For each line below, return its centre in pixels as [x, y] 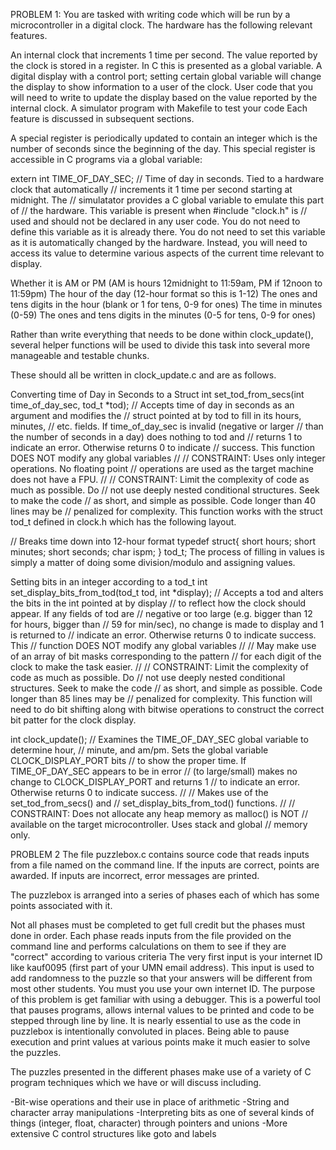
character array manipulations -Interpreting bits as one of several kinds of [162, 1112]
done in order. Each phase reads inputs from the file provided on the [151, 935]
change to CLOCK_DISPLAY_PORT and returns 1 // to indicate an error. [155, 782]
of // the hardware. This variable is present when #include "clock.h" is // [159, 210]
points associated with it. [61, 905]
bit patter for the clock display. [73, 720]
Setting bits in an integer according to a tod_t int [109, 582]
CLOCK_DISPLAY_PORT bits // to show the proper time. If [128, 760]
